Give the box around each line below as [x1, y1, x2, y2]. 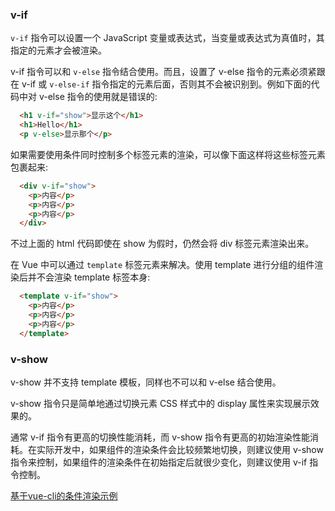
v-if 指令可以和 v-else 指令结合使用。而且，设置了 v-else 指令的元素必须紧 [10, 66, 317, 78]
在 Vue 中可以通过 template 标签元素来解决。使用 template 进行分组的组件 [10, 259, 315, 271]
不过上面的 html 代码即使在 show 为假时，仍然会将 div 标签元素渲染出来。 [10, 238, 315, 250]
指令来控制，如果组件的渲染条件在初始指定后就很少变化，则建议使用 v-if [10, 456, 308, 468]
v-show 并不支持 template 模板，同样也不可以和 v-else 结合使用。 [10, 376, 282, 388]
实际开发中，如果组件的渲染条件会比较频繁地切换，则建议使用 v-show [36, 443, 324, 455]
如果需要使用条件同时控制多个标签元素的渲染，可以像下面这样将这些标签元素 [10, 148, 326, 160]
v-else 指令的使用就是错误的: [38, 91, 158, 103]
